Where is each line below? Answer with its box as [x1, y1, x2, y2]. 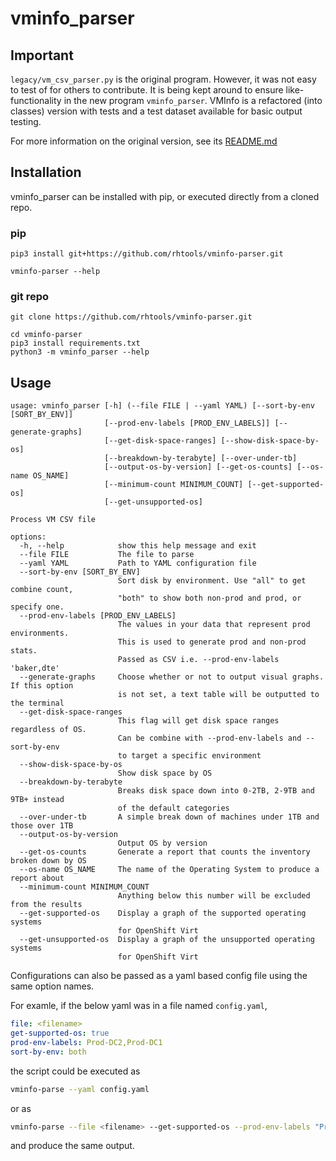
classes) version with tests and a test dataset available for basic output [10, 105, 303, 117]
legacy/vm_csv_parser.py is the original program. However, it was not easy [10, 73, 317, 85]
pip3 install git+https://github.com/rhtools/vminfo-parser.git [10, 249, 284, 259]
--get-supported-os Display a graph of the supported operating [19, 908, 307, 919]
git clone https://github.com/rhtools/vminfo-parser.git [10, 312, 253, 322]
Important [10, 47, 74, 64]
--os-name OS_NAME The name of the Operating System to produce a [19, 865, 320, 875]
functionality [10, 95, 62, 106]
